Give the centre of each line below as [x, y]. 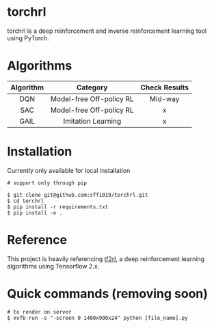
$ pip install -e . [35, 213]
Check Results [165, 87]
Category [92, 87]
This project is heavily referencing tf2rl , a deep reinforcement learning [106, 259]
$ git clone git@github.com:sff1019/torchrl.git [78, 195]
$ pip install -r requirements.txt [58, 207]
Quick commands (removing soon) [108, 293]
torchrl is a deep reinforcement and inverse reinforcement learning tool [107, 31]
